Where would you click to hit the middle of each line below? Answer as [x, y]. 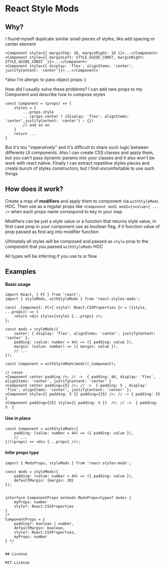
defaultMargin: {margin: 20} [44, 480]
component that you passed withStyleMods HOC [54, 246]
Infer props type [22, 453]
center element [21, 44]
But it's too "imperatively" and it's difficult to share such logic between [77, 147]
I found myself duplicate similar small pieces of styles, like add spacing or [80, 39]
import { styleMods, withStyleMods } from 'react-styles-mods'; [73, 299]
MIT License [17, 563]
